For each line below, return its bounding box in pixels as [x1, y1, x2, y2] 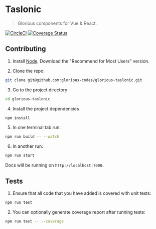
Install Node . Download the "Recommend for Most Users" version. [12, 58, 149, 64]
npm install [5, 115, 30, 121]
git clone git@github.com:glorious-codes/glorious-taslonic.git [5, 77, 142, 83]
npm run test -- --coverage [5, 218, 64, 224]
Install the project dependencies [12, 105, 79, 111]
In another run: [12, 143, 44, 149]
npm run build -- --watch [5, 134, 59, 139]
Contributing [5, 44, 46, 53]
